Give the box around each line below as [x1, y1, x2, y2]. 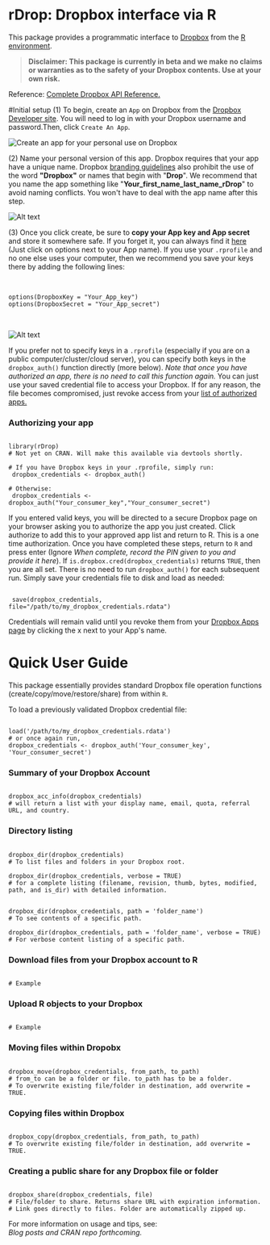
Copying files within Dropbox [8, 1107, 125, 1118]
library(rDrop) [8, 442, 60, 451]
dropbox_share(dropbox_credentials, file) [8, 1191, 153, 1199]
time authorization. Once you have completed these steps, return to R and [8, 539, 253, 549]
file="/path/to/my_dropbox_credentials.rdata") [8, 603, 172, 611]
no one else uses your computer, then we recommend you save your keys [8, 253, 254, 263]
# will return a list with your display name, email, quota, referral [8, 800, 251, 808]
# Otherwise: [8, 485, 52, 493]
